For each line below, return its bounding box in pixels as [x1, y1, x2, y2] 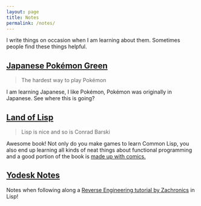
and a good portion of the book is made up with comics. [6, 153, 147, 160]
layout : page [6, 8, 39, 15]
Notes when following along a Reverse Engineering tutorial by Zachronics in [6, 186, 195, 193]
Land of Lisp [6, 112, 54, 123]
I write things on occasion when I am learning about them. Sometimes [6, 37, 180, 44]
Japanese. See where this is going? [6, 95, 95, 102]
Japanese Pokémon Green [6, 60, 108, 71]
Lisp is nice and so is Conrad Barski [21, 128, 110, 135]
